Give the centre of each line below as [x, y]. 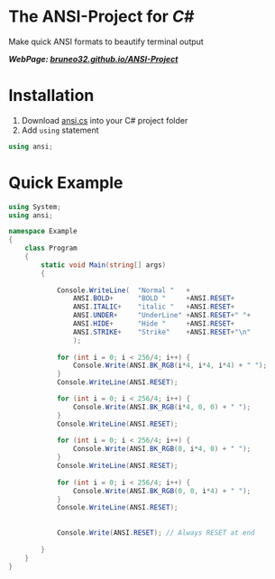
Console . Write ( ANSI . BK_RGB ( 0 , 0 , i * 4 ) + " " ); [162, 491]
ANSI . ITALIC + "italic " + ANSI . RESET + [154, 307]
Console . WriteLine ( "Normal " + [124, 290]
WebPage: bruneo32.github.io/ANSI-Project [93, 59]
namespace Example [43, 232]
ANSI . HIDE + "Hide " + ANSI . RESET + [154, 324]
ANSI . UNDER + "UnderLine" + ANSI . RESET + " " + [162, 316]
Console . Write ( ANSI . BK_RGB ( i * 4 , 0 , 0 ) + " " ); [162, 407]
